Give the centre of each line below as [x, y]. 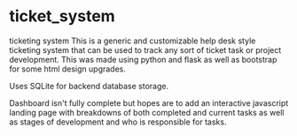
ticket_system [62, 16]
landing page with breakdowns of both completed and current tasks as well [147, 112]
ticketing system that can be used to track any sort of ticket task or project [145, 49]
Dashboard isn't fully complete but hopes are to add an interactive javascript [149, 102]
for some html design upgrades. [68, 69]
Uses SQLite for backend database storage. [89, 86]
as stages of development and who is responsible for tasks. [118, 122]
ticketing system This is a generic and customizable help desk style [133, 41]
